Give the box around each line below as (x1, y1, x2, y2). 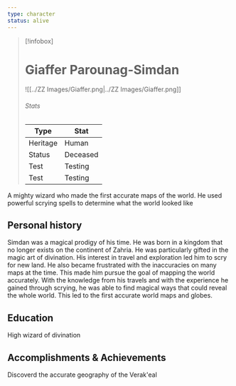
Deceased (64, 149, 99, 159)
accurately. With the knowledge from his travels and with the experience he (7, 276, 229, 285)
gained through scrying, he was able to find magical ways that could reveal (7, 283, 227, 293)
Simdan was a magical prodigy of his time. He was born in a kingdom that (7, 238, 222, 247)
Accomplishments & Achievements (7, 351, 166, 364)
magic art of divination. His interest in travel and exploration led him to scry (7, 253, 227, 262)
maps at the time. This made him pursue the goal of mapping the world (7, 268, 215, 277)
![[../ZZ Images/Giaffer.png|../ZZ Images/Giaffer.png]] (24, 85, 181, 93)
